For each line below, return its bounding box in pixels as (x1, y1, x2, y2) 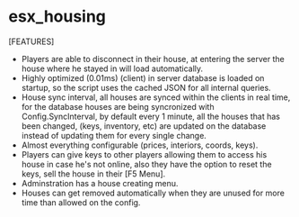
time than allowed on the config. (21, 196, 141, 208)
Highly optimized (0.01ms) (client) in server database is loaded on (21, 72, 265, 83)
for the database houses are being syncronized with (21, 101, 215, 112)
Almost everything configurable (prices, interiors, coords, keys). (21, 140, 259, 150)
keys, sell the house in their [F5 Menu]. (21, 168, 166, 179)
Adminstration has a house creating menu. (21, 177, 179, 188)
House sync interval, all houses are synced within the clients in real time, (21, 92, 291, 103)
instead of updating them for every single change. (21, 130, 207, 140)
